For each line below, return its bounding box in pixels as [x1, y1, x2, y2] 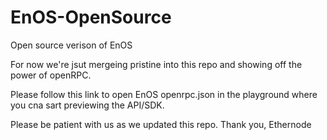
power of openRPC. [10, 69, 92, 81]
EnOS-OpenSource [10, 6, 172, 29]
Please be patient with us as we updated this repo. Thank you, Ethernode [10, 118, 312, 130]
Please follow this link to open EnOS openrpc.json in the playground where [10, 88, 318, 100]
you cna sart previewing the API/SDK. [10, 99, 165, 111]
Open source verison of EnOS [10, 39, 133, 51]
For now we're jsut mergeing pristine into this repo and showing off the [10, 58, 303, 70]
